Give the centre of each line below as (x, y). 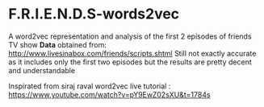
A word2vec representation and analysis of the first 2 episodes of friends (130, 36)
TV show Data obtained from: (58, 44)
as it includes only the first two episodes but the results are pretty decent (130, 62)
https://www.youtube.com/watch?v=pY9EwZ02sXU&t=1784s (110, 94)
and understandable (42, 70)
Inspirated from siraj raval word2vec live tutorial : (90, 86)
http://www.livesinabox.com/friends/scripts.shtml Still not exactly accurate (132, 53)
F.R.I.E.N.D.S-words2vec (94, 14)
